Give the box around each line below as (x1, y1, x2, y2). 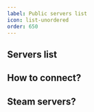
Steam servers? (7, 95, 77, 107)
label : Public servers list (7, 10, 88, 17)
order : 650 (7, 23, 38, 30)
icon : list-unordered (7, 17, 69, 24)
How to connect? (7, 72, 82, 84)
